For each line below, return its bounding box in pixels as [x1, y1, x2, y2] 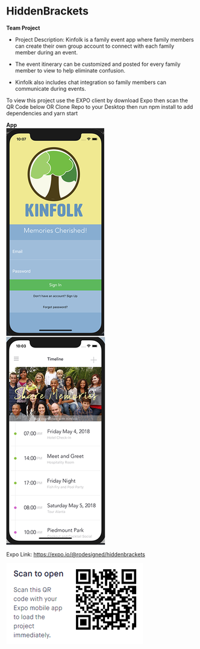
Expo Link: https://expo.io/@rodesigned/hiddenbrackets [6, 551, 146, 558]
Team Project [6, 24, 40, 31]
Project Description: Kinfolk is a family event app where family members [14, 36, 194, 43]
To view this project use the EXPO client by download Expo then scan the [6, 97, 189, 104]
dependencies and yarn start [6, 109, 78, 117]
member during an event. [14, 48, 78, 56]
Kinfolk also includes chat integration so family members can [14, 79, 167, 86]
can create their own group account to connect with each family [14, 42, 175, 50]
